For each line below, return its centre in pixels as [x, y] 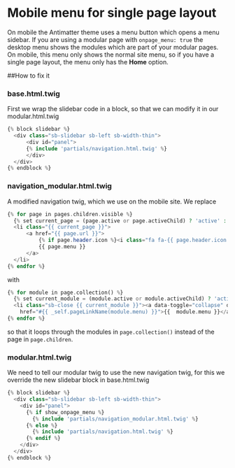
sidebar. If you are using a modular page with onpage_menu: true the [105, 39]
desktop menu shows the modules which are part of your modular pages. [113, 47]
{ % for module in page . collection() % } [65, 292]
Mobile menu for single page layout [112, 13]
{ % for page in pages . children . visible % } [70, 214]
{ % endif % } [43, 439]
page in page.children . [40, 339]
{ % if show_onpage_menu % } [65, 412]
